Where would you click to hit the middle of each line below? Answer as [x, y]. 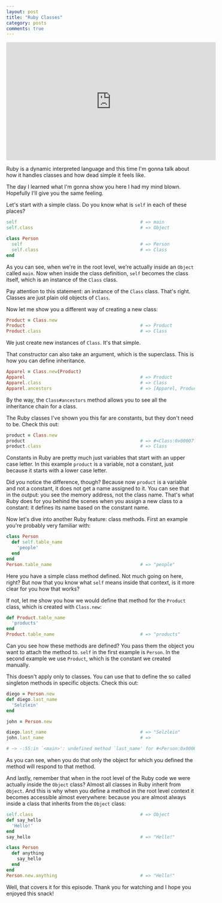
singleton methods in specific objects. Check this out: [72, 683]
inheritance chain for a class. [42, 406]
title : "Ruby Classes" [34, 17]
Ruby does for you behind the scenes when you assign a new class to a [94, 501]
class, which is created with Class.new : [54, 607]
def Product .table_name [36, 618]
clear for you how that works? [43, 589]
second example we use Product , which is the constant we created [89, 658]
